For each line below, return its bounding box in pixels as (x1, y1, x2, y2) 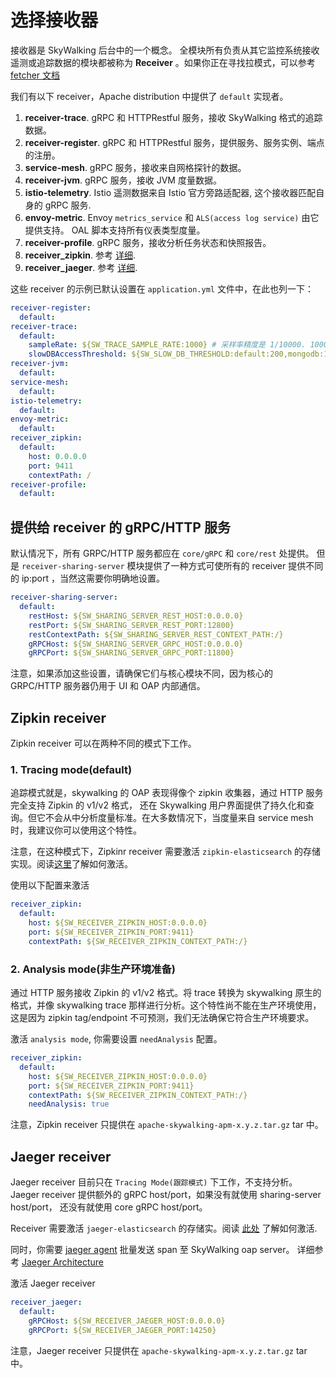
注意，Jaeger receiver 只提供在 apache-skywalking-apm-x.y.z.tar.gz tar (10, 1344, 308, 1356)
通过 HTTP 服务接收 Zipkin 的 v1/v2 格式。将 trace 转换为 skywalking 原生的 (10, 987, 322, 999)
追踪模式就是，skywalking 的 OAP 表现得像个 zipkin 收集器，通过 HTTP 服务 (10, 787, 324, 799)
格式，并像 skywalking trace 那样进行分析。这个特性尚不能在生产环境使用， (10, 999, 322, 1011)
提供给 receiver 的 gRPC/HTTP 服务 (10, 519, 231, 536)
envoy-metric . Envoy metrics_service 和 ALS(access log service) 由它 (24, 211, 320, 223)
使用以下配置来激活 (10, 879, 90, 891)
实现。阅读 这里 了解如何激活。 (10, 858, 133, 870)
